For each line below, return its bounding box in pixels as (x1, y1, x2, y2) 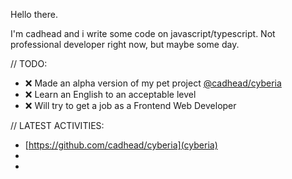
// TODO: (10, 58, 48, 69)
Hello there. (10, 9, 58, 20)
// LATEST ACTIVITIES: (10, 120, 105, 131)
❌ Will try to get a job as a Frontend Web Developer (24, 100, 237, 111)
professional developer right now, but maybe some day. (10, 39, 240, 50)
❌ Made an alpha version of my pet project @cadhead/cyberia (24, 77, 282, 89)
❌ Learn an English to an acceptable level (24, 89, 197, 100)
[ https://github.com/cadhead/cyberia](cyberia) (24, 139, 218, 151)
